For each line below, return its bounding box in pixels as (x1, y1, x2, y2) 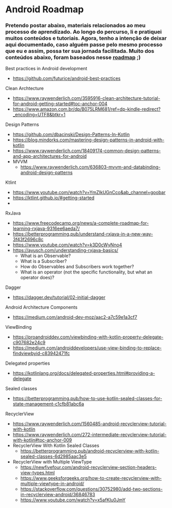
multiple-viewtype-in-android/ (20, 480, 84, 487)
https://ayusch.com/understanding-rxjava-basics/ (12, 247, 119, 253)
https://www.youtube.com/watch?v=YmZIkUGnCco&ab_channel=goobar (12, 189, 166, 196)
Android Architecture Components (5, 304, 78, 310)
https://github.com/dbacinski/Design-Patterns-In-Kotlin (12, 132, 130, 138)
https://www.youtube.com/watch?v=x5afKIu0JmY (20, 497, 126, 503)
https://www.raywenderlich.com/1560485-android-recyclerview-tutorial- (12, 421, 167, 427)
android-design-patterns (20, 170, 73, 176)
